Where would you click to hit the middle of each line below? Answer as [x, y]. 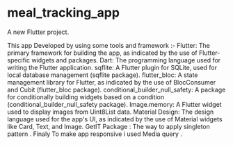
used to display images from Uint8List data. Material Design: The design [111, 112]
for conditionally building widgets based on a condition [86, 97]
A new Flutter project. [38, 32]
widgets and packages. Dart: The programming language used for [126, 60]
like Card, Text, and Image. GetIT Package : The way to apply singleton [109, 126]
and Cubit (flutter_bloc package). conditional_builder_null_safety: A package [116, 89]
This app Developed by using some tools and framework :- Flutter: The [109, 45]
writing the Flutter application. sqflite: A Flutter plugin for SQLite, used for [112, 67]
